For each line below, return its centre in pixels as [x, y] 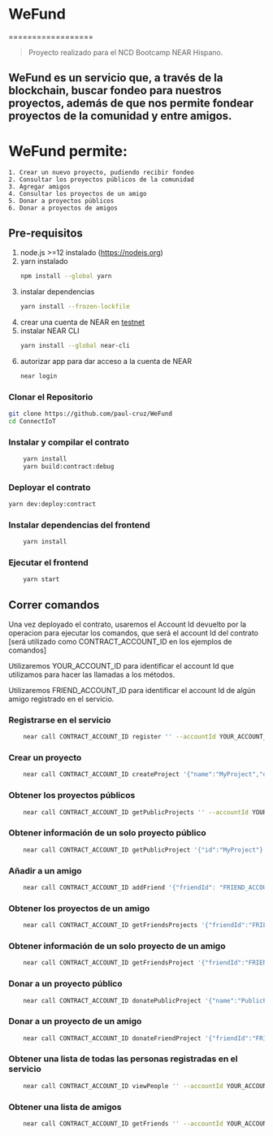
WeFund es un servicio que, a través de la [116, 78]
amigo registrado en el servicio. [61, 699]
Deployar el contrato [50, 487]
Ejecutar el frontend [49, 562]
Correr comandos [54, 605]
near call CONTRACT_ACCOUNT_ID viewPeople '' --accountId [123, 1086]
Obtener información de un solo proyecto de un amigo [117, 946]
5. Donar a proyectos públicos [61, 201]
